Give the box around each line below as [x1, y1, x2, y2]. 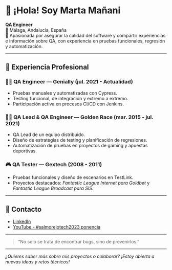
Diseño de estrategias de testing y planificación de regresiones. [12, 137, 147, 143]
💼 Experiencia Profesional [5, 63, 89, 72]
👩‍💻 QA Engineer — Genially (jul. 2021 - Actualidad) [5, 78, 133, 85]
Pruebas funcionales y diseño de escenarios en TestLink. [12, 174, 134, 181]
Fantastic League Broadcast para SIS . [12, 185, 94, 191]
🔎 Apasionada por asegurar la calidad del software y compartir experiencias [5, 32, 166, 38]
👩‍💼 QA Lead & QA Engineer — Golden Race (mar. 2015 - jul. [5, 114, 154, 121]
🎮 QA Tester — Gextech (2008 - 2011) [5, 161, 102, 168]
